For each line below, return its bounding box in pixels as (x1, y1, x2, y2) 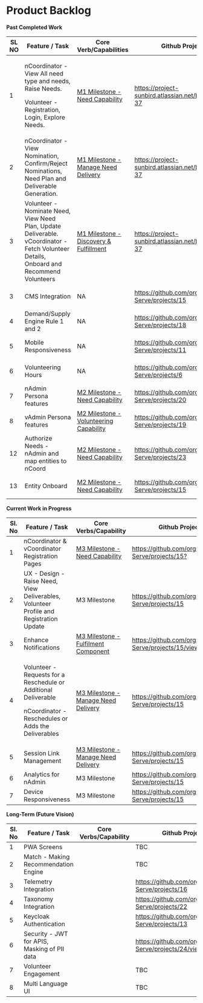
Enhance (24, 636, 49, 644)
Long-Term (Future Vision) (6, 810, 74, 818)
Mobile (24, 338, 44, 346)
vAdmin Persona (24, 413, 71, 421)
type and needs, (24, 77, 71, 85)
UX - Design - (24, 569, 65, 578)
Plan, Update (24, 222, 62, 230)
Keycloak (24, 912, 50, 920)
